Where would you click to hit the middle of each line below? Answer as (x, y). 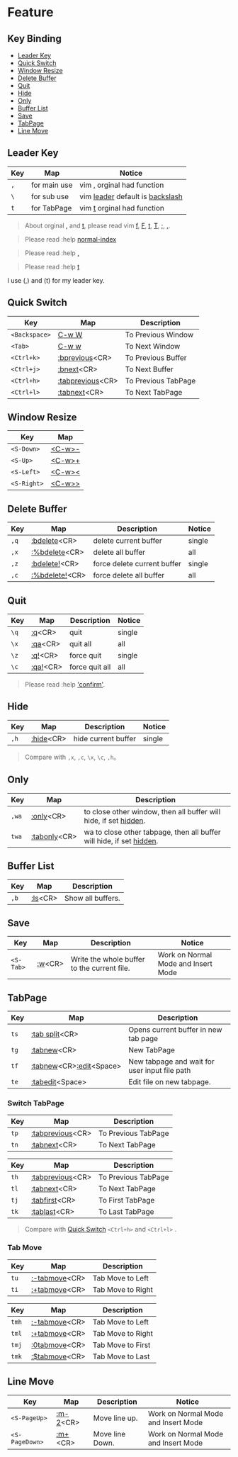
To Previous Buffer (156, 357)
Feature (30, 12)
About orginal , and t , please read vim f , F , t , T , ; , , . (97, 225)
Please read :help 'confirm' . (64, 685)
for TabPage (51, 208)
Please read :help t (52, 266)
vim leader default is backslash (131, 196)
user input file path (160, 1071)
